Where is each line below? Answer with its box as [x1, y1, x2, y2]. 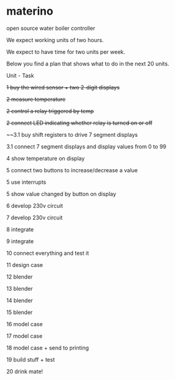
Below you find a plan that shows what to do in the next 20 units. [6, 60, 169, 67]
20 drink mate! [6, 368, 43, 375]
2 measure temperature [6, 95, 66, 103]
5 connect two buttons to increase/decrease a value [6, 166, 138, 174]
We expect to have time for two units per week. [6, 48, 125, 56]
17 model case [6, 332, 43, 340]
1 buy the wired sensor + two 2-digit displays [6, 84, 120, 91]
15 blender [6, 309, 33, 316]
